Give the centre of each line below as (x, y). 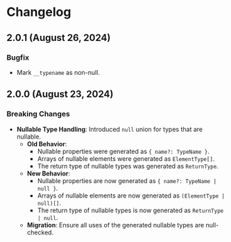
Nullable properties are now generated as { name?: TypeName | (127, 180)
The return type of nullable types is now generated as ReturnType (130, 210)
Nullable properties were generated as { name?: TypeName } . (123, 151)
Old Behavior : (47, 144)
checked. (40, 232)
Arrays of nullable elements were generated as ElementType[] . (126, 158)
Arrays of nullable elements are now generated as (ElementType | (131, 196)
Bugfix (18, 58)
